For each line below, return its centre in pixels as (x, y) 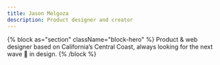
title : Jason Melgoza (38, 13)
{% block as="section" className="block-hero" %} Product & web (102, 39)
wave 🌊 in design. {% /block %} (52, 54)
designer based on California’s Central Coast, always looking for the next (110, 47)
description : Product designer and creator (70, 20)
